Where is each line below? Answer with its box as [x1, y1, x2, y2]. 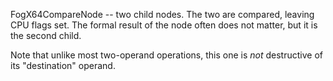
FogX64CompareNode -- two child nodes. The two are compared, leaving [10, 9, 315, 20]
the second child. [10, 30, 82, 41]
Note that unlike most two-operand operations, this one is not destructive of [10, 49, 323, 61]
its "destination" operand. [10, 60, 116, 71]
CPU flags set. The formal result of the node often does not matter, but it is [10, 19, 318, 31]
